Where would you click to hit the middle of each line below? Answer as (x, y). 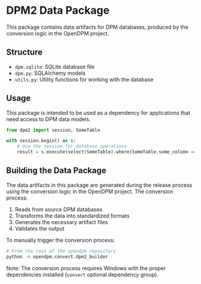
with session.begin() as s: (41, 141)
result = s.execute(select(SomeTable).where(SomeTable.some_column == (107, 152)
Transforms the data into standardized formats (72, 216)
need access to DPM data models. (48, 119)
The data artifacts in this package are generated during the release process (99, 185)
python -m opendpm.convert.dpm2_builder (57, 256)
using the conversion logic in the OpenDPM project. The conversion (90, 191)
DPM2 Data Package (58, 10)
